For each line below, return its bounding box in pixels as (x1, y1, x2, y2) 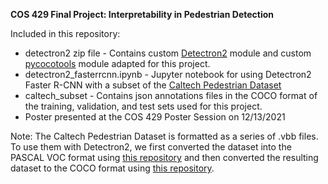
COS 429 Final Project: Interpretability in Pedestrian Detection (10, 9, 275, 20)
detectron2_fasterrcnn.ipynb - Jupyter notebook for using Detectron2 (24, 69, 312, 80)
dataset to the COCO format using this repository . (10, 162, 215, 174)
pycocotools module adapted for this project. (24, 58, 211, 69)
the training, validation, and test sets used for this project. (24, 100, 263, 112)
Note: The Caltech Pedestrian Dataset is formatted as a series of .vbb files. (10, 130, 319, 142)
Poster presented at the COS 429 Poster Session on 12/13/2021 (24, 111, 286, 123)
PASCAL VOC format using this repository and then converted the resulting (10, 152, 319, 163)
